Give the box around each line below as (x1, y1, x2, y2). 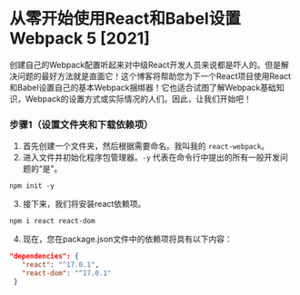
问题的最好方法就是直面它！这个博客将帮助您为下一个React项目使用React (16, 70, 292, 82)
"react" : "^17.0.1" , (21, 261, 100, 270)
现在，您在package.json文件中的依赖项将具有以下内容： (22, 233, 234, 245)
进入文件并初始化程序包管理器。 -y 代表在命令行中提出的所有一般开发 (22, 152, 281, 163)
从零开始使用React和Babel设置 (9, 8, 241, 29)
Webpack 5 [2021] (9, 28, 150, 49)
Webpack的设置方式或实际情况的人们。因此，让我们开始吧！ (25, 93, 253, 104)
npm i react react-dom (9, 217, 95, 226)
